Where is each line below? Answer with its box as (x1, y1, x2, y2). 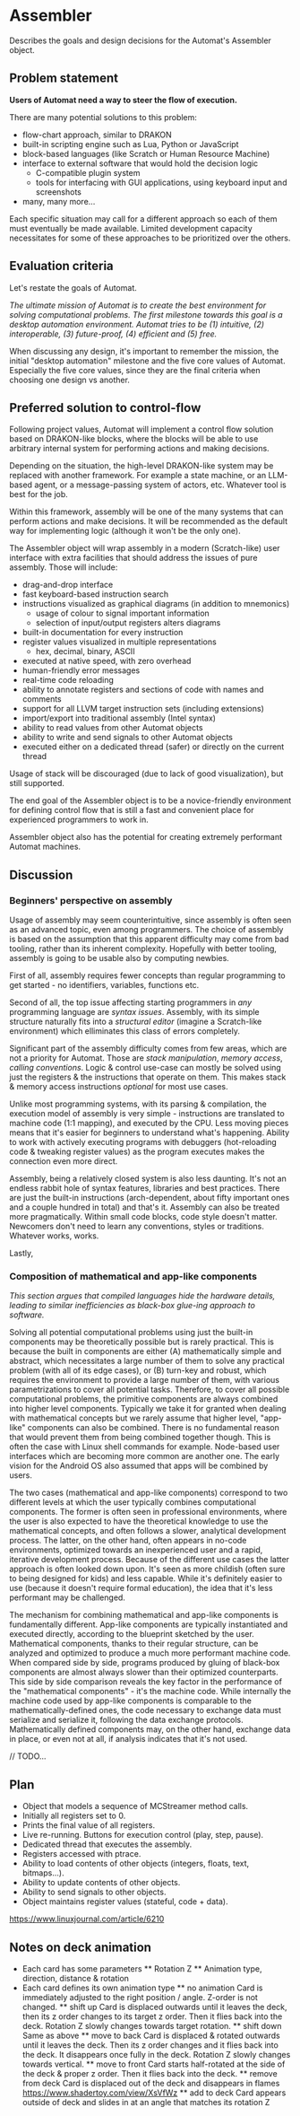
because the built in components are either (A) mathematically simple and (9, 1346, 282, 1357)
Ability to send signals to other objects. (21, 1886, 167, 1898)
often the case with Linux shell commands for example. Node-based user (9, 1441, 280, 1452)
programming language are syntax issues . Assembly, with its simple (9, 1007, 260, 1018)
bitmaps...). (21, 1867, 64, 1878)
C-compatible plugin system (35, 167, 141, 178)
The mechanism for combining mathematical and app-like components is (9, 1610, 279, 1621)
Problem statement (9, 71, 119, 86)
